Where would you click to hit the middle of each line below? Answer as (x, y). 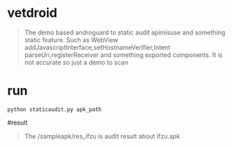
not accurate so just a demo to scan (76, 62)
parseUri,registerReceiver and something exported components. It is (123, 55)
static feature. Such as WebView (71, 39)
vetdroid (32, 13)
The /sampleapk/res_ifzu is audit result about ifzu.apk (102, 136)
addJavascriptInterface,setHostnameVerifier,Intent (97, 47)
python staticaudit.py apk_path (54, 109)
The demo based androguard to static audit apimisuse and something (125, 32)
